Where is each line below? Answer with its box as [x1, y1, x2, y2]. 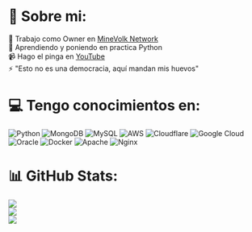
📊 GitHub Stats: [8, 167, 119, 185]
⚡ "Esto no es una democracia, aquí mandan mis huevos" [8, 64, 199, 73]
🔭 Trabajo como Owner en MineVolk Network [8, 34, 159, 43]
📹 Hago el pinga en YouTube [8, 52, 105, 61]
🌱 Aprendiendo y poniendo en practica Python [8, 42, 163, 52]
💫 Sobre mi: [8, 7, 87, 26]
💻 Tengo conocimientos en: [8, 97, 200, 115]
